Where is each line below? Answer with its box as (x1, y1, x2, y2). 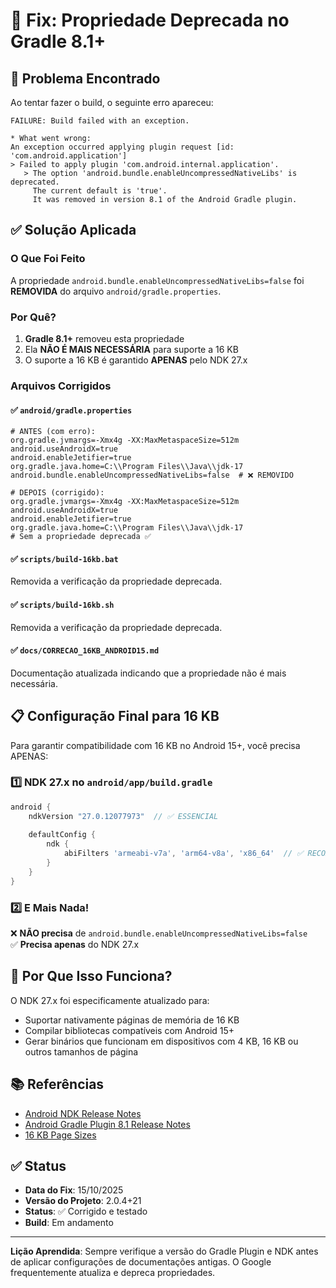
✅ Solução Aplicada (10, 222, 137, 239)
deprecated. (10, 177, 60, 187)
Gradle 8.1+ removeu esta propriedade (24, 332, 185, 344)
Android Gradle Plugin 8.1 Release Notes (24, 1118, 191, 1130)
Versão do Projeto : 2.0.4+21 (24, 1195, 142, 1207)
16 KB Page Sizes (24, 1129, 97, 1141)
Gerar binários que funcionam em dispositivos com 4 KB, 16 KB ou (24, 1035, 299, 1047)
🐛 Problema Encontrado (10, 70, 161, 87)
